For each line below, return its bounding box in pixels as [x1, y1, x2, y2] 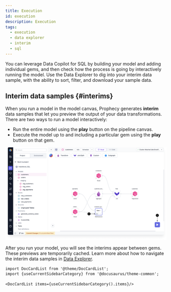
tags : [5, 25, 17, 30]
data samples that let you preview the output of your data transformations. [5, 110, 162, 117]
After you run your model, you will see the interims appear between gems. [5, 245, 162, 251]
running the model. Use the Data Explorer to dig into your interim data [5, 72, 152, 78]
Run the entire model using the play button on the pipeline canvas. [12, 126, 154, 132]
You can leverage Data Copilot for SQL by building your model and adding [5, 60, 161, 66]
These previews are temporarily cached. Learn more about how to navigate [5, 251, 164, 257]
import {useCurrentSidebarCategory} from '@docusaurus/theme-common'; [5, 272, 159, 277]
